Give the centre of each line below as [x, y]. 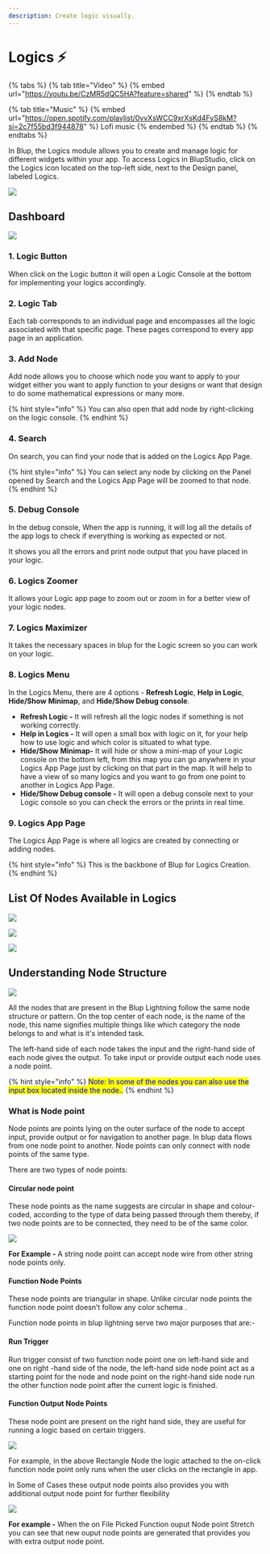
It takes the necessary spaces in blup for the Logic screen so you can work [133, 645]
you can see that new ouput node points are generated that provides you [129, 1532]
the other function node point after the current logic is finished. [113, 1385]
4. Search [27, 438]
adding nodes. [32, 849]
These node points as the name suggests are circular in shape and [119, 1206]
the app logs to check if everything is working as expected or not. [118, 536]
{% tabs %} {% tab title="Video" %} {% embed [87, 85]
